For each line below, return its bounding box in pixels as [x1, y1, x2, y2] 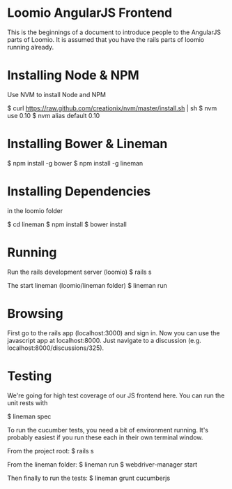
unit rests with [7, 398, 48, 407]
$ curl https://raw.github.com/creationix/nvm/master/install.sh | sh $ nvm [7, 103, 217, 112]
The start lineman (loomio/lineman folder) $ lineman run [7, 281, 167, 289]
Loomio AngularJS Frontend [7, 5, 173, 21]
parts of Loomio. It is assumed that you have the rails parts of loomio [7, 35, 204, 43]
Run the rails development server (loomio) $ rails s [7, 268, 152, 276]
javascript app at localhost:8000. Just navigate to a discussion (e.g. [7, 336, 202, 344]
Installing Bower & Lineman [7, 136, 168, 152]
